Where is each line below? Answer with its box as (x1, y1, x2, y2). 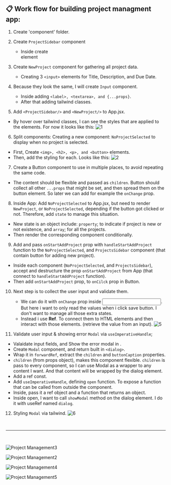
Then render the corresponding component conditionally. (13, 232, 133, 238)
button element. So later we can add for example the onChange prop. (13, 190, 155, 196)
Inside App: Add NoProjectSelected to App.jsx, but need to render (13, 200, 151, 206)
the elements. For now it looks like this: (13, 124, 95, 130)
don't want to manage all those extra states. (20, 310, 113, 316)
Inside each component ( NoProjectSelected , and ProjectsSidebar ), (13, 262, 153, 268)
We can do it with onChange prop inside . (20, 298, 163, 304)
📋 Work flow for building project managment (6, 5, 152, 13)
